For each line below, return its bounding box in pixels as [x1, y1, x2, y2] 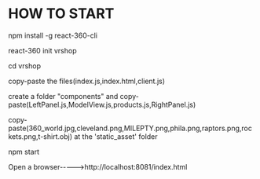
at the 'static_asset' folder [74, 131, 159, 141]
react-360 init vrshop [8, 46, 77, 55]
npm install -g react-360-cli [8, 31, 98, 40]
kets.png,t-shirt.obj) [8, 131, 73, 141]
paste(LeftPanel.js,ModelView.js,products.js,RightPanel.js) [8, 100, 196, 109]
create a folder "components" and [8, 91, 119, 100]
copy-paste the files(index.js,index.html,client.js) [8, 76, 166, 86]
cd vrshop [8, 60, 42, 71]
